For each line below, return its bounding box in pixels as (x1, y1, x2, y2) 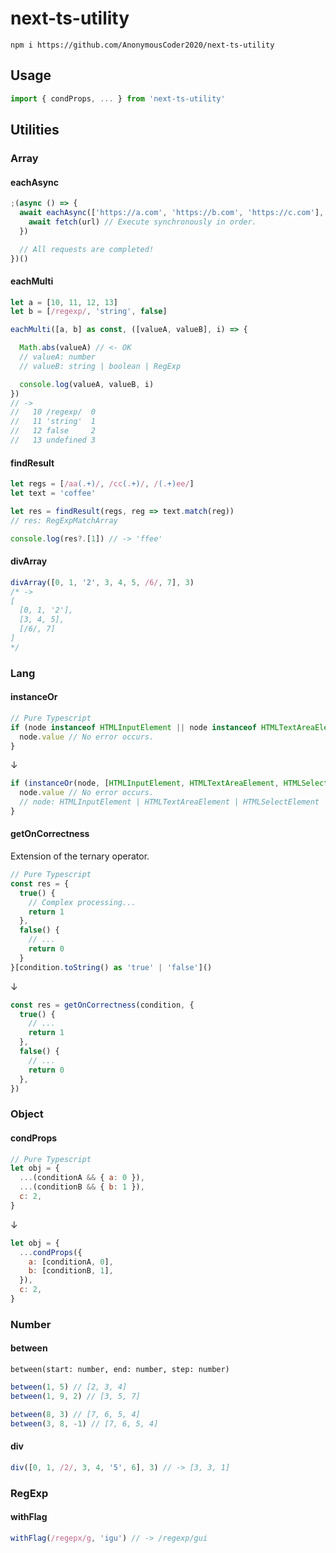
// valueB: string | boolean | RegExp (19, 361, 182, 371)
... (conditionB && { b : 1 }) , (19, 1182, 145, 1192)
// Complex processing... (28, 897, 137, 907)
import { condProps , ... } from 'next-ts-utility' (10, 93, 226, 104)
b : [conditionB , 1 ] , (28, 1266, 114, 1276)
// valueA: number (19, 352, 97, 362)
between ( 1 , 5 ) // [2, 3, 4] (10, 1382, 128, 1392)
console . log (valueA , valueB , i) (19, 379, 155, 389)
